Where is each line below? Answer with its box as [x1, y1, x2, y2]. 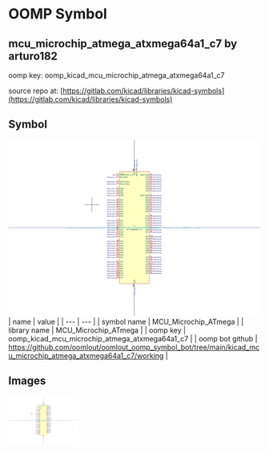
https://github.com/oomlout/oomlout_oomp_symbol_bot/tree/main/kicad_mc [8, 342, 260, 352]
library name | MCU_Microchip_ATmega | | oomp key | [8, 325, 187, 335]
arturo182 [8, 49, 58, 63]
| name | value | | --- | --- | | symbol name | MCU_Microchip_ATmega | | [8, 317, 244, 326]
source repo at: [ [8, 86, 63, 95]
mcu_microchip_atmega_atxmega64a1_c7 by [8, 37, 238, 50]
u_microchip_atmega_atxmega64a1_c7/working [8, 350, 164, 361]
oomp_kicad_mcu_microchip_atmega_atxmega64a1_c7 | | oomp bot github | [8, 333, 258, 343]
